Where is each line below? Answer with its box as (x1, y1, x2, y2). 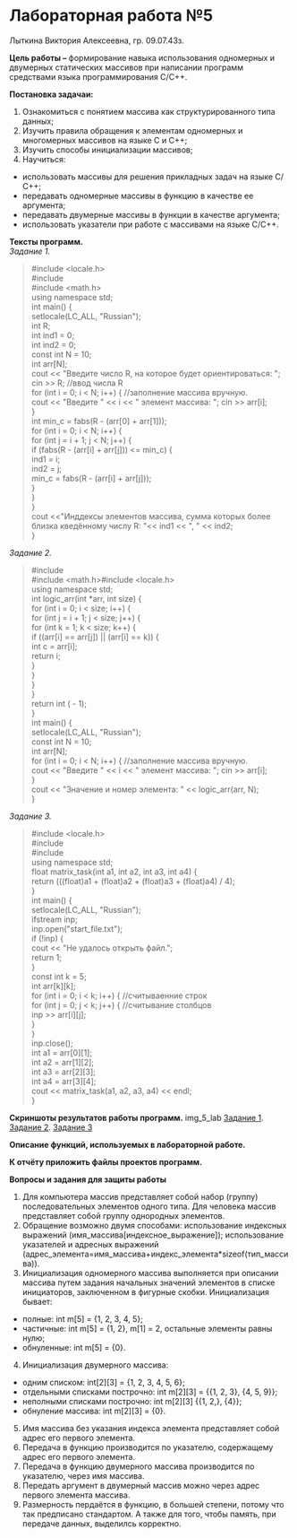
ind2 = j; (30, 463, 63, 474)
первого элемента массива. (21, 1490, 131, 1500)
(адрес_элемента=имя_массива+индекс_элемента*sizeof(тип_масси (21, 1248, 289, 1259)
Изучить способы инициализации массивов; (21, 144, 193, 155)
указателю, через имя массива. (21, 1470, 145, 1481)
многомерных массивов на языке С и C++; (21, 135, 188, 145)
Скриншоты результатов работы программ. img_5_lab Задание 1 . (9, 1112, 264, 1123)
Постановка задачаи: (9, 89, 94, 100)
